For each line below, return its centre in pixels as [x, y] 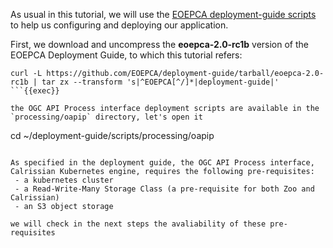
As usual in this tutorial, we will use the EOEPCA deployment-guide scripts [163, 14]
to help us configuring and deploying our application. [119, 25]
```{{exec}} [35, 91]
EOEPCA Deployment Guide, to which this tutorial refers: [126, 55]
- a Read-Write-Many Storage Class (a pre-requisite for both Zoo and [164, 189]
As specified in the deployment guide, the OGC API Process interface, [162, 163]
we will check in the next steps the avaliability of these [138, 224]
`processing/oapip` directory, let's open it [106, 117]
